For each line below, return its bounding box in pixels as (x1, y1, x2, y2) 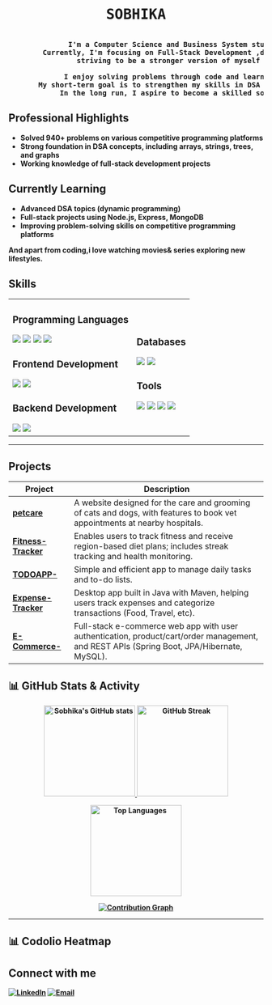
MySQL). (74, 651, 108, 662)
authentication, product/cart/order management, (74, 630, 259, 642)
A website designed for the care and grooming (74, 497, 251, 508)
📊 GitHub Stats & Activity (8, 679, 140, 693)
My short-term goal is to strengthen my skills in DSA (38, 80, 261, 89)
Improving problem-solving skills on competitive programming (19, 221, 236, 231)
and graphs (19, 150, 60, 159)
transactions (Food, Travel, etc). (74, 607, 196, 618)
